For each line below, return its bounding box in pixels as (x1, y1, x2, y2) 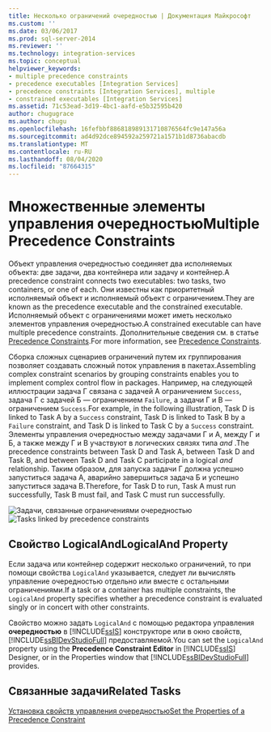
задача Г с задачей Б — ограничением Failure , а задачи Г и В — (8, 395, 232, 405)
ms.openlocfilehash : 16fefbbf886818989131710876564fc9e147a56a (8, 125, 227, 133)
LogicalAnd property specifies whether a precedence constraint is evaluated (8, 593, 263, 603)
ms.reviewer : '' (8, 42, 63, 50)
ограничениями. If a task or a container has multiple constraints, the (8, 584, 236, 594)
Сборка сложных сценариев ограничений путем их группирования (8, 352, 241, 362)
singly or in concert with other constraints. (8, 601, 150, 612)
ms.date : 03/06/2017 (8, 27, 78, 35)
